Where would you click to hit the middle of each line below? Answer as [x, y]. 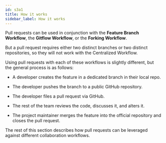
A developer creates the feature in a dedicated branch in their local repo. [86, 77]
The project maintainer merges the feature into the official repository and [87, 115]
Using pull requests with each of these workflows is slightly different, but [80, 63]
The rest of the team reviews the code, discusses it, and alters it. [78, 106]
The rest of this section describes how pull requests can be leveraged [76, 130]
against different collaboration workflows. [48, 136]
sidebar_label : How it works [35, 19]
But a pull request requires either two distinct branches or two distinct [76, 48]
